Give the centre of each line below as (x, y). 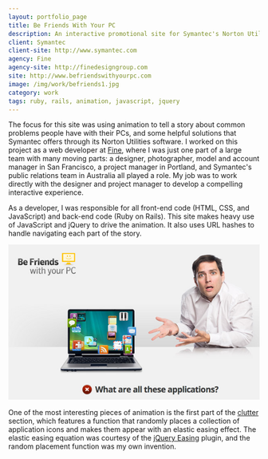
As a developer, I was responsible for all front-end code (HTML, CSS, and (129, 208)
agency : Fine (30, 59)
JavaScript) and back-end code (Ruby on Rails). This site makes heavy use (132, 216)
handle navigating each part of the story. (75, 233)
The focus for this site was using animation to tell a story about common (127, 125)
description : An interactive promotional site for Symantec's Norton (126, 34)
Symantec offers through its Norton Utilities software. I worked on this (123, 142)
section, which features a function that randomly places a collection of (124, 421)
